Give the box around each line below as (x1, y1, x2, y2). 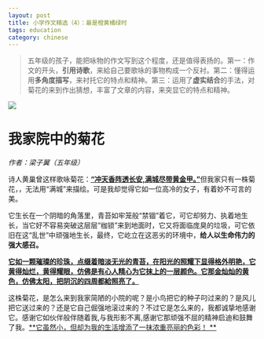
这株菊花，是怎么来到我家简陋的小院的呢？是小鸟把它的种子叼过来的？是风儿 (8, 293, 256, 303)
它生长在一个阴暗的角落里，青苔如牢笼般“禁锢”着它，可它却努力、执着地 (8, 211, 242, 221)
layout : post (8, 11, 51, 20)
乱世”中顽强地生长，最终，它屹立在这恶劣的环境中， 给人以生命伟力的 (31, 231, 255, 240)
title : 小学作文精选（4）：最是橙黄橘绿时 (8, 19, 127, 27)
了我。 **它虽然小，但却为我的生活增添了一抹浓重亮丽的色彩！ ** (8, 323, 217, 332)
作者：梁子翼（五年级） (8, 158, 84, 167)
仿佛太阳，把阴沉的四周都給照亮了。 (21, 276, 139, 286)
